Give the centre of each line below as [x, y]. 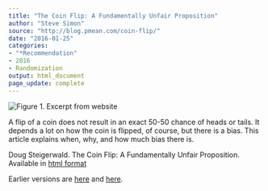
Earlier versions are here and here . [66, 179]
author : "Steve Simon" [46, 23]
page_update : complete [46, 83]
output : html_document [46, 76]
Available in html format [48, 163]
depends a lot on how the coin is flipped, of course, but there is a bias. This [134, 131]
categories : [28, 46]
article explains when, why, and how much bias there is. [101, 139]
